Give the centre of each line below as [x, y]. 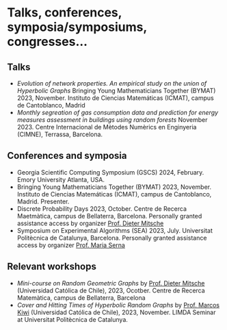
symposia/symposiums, [77, 27]
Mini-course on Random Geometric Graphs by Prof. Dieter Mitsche [111, 283]
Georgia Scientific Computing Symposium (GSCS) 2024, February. [110, 172]
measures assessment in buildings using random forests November [112, 120]
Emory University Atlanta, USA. [61, 179]
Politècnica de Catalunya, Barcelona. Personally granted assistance [112, 238]
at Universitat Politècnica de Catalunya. [72, 319]
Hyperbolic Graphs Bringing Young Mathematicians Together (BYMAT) [116, 91]
